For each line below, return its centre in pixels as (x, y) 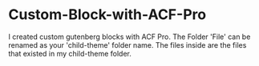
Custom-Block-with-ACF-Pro (107, 15)
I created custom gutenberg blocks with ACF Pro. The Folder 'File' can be (129, 37)
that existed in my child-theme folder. (70, 53)
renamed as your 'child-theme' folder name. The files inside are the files (127, 45)
